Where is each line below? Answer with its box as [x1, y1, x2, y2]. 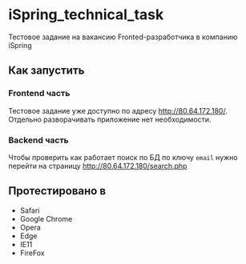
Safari [19, 206, 40, 215]
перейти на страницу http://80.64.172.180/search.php [8, 161, 188, 170]
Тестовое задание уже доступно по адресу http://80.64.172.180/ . [8, 106, 228, 115]
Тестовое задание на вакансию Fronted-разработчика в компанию [8, 32, 238, 42]
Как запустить [8, 64, 85, 78]
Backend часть [8, 134, 70, 146]
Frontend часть [8, 88, 71, 99]
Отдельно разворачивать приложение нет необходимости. [8, 114, 212, 124]
